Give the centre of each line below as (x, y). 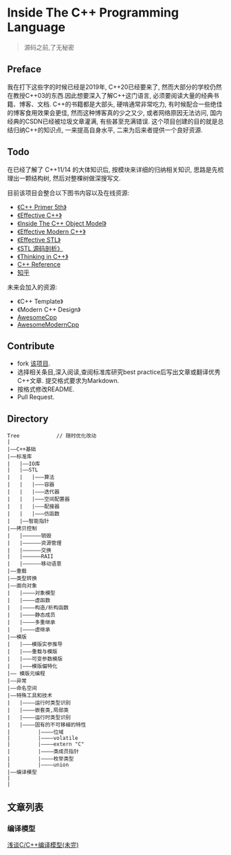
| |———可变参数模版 (35, 659)
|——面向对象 (22, 586)
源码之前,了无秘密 (49, 47)
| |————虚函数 (29, 601)
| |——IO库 (24, 464)
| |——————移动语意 (34, 564)
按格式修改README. (46, 389)
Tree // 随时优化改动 (52, 436)
